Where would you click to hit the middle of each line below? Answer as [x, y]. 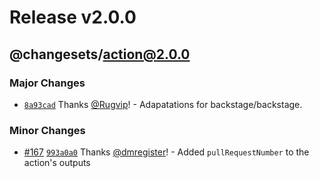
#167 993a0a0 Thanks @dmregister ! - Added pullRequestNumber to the [166, 152]
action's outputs [57, 163]
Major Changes [47, 83]
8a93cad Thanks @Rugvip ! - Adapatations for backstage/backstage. [163, 104]
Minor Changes [47, 130]
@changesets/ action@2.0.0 [100, 54]
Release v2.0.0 [73, 17]
